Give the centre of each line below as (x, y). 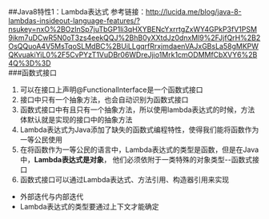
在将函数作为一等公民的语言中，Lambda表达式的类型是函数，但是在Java (139, 149)
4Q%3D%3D (30, 63)
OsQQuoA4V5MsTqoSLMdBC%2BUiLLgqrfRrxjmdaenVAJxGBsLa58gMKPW (133, 46)
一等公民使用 (41, 139)
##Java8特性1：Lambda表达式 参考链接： (77, 12)
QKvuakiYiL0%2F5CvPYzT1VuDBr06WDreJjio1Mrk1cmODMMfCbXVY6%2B (133, 55)
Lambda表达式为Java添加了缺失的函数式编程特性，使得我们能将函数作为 (139, 129)
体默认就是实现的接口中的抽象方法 (76, 119)
